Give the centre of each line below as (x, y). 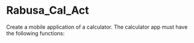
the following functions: (36, 33)
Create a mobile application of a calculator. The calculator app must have (97, 27)
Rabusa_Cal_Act (48, 10)
